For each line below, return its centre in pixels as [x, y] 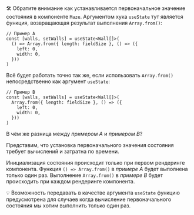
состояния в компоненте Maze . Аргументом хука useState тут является [95, 17]
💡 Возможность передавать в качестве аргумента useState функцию [93, 193]
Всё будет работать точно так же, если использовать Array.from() [90, 75]
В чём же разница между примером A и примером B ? [74, 134]
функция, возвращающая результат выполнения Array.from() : [84, 23]
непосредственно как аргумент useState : [58, 81]
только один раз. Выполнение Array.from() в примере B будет [85, 175]
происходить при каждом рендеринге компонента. [71, 181]
